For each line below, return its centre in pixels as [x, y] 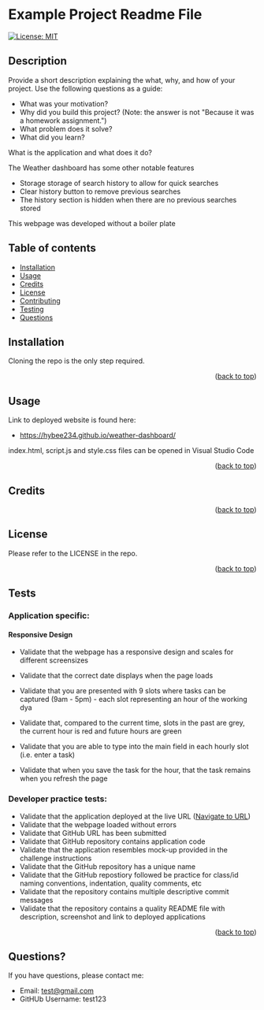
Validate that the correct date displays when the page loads [116, 676]
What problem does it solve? [66, 128]
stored [30, 208]
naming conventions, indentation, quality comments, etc [111, 883]
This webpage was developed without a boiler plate [92, 223]
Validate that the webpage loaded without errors [98, 824]
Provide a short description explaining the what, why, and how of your [122, 80]
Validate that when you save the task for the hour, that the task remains [135, 770]
